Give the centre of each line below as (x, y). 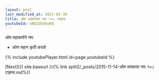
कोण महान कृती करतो (29, 47)
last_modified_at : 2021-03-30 (36, 14)
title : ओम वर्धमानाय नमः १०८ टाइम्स (35, 19)
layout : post (19, 10)
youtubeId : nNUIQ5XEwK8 (30, 23)
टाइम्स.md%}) (18, 73)
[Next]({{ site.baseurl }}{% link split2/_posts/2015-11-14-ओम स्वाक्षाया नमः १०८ (80, 67)
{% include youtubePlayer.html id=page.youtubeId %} (60, 57)
